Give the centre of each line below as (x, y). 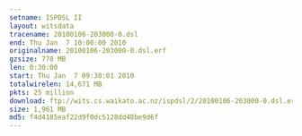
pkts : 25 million (42, 92)
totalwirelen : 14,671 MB (56, 84)
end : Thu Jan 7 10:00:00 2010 (68, 42)
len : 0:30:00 (34, 68)
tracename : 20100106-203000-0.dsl (74, 34)
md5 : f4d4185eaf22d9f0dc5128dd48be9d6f (84, 117)
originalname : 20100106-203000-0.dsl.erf (88, 51)
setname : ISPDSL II (46, 17)
